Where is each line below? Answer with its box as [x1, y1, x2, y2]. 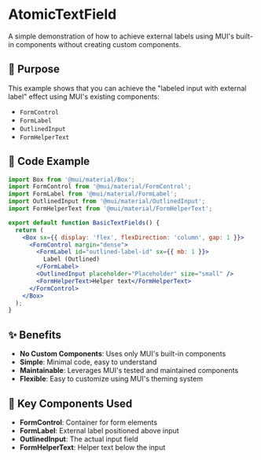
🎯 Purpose [8, 63, 61, 76]
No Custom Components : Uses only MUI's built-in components [19, 349, 226, 359]
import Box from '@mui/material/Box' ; [8, 175, 135, 184]
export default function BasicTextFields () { [8, 218, 160, 227]
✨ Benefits [8, 328, 61, 341]
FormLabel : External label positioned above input [19, 425, 179, 435]
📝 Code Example [8, 155, 90, 168]
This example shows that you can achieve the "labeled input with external [8, 83, 247, 93]
